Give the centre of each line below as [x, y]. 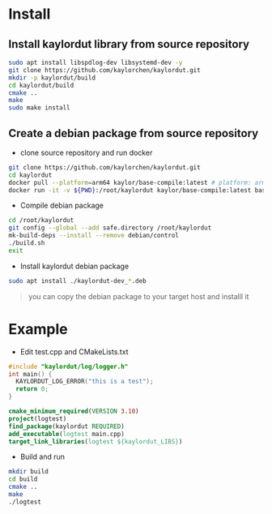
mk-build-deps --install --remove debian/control [94, 236]
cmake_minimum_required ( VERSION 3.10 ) [74, 411]
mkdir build [28, 472]
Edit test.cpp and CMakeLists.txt [74, 351]
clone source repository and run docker [86, 152]
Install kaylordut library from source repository [129, 44]
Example [38, 329]
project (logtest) [38, 418]
